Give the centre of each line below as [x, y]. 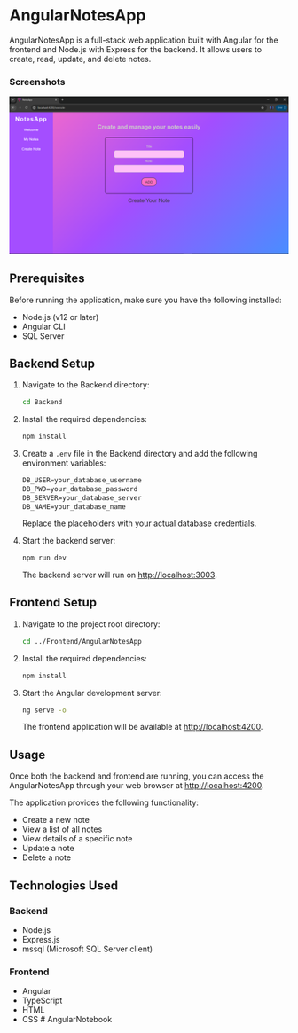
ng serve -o [44, 710]
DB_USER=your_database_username [82, 481]
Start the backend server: [69, 541]
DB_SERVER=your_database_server [82, 498]
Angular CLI [43, 326]
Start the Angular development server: [92, 693]
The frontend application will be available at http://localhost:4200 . [142, 727]
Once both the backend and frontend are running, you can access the [137, 776]
